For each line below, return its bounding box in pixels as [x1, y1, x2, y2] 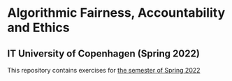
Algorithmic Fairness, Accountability [7, 5, 226, 21]
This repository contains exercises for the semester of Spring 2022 [7, 66, 201, 74]
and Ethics [7, 20, 70, 36]
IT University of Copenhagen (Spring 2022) [7, 47, 201, 59]
